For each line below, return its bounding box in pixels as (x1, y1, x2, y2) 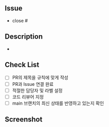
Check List (5, 60, 39, 69)
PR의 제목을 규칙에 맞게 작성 (12, 75, 69, 81)
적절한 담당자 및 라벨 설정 (12, 87, 63, 93)
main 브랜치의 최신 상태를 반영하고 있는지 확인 (12, 100, 104, 106)
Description (5, 33, 43, 41)
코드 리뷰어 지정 (12, 93, 44, 100)
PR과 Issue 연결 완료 (12, 81, 54, 87)
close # (12, 17, 28, 23)
